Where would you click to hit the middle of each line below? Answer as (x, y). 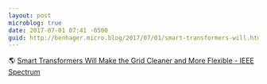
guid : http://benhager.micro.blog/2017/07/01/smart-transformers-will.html (136, 38)
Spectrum (25, 72)
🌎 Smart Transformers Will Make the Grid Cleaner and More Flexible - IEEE (131, 61)
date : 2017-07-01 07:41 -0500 (58, 30)
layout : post (30, 15)
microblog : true (35, 23)
